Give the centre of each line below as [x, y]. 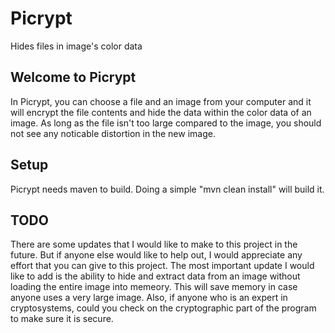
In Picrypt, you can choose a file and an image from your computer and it [161, 101]
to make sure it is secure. [62, 319]
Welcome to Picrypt [73, 77]
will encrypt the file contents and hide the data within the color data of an [161, 112]
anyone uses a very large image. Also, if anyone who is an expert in [149, 298]
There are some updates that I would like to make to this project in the [154, 244]
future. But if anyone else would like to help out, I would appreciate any [156, 255]
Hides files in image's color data [76, 46]
